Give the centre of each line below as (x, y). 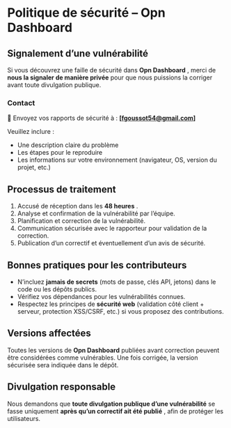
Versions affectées (49, 334)
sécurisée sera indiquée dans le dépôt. (63, 365)
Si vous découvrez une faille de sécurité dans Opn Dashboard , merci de (112, 70)
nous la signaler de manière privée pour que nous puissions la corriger (110, 77)
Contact (21, 102)
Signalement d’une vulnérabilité (78, 53)
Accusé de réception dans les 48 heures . (78, 206)
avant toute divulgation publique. (54, 85)
